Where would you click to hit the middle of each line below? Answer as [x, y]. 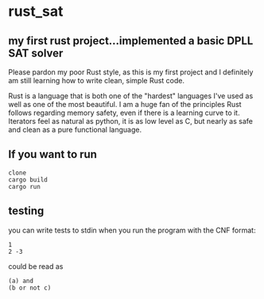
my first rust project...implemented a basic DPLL [131, 41]
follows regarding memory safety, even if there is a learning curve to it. [124, 113]
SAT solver [36, 53]
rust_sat [36, 11]
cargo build [28, 180]
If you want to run [53, 154]
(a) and [21, 281]
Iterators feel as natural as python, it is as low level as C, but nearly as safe [130, 121]
